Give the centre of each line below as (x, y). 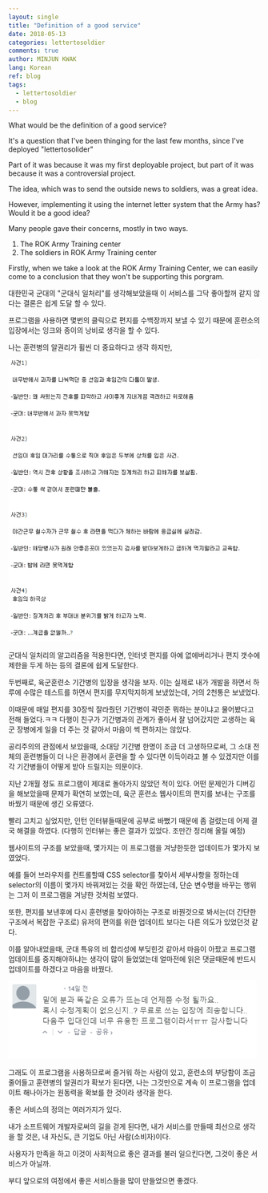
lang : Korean (30, 68)
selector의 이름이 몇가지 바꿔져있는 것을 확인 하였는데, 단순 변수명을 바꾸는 (125, 885)
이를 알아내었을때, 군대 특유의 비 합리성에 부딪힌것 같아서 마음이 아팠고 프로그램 (132, 949)
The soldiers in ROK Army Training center (88, 253)
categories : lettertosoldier (57, 43)
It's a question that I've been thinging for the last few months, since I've (126, 141)
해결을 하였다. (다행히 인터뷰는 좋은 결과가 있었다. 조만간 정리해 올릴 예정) (131, 830)
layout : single (34, 17)
